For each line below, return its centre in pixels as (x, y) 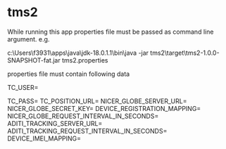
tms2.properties (85, 60)
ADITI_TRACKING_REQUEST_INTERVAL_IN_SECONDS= (87, 131)
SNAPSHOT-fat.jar (34, 60)
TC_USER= (23, 87)
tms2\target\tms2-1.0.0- (185, 53)
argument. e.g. (29, 39)
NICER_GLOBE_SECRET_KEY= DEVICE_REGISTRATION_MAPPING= (104, 108)
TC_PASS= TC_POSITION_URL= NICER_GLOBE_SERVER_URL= (97, 101)
